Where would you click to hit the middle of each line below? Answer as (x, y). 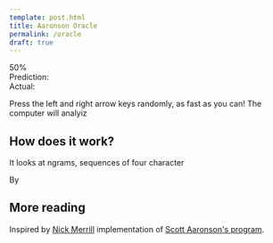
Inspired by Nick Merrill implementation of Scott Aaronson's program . (137, 229)
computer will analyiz (48, 113)
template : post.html (48, 17)
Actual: (22, 86)
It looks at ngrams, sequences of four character (97, 163)
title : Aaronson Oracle (54, 26)
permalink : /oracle (45, 34)
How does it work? (62, 141)
